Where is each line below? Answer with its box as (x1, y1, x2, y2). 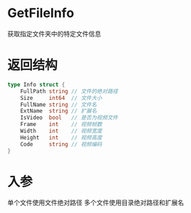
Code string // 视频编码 (20, 140, 103, 147)
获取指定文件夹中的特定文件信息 (7, 29, 101, 38)
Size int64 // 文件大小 (20, 94, 103, 101)
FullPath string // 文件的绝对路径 (20, 88, 118, 95)
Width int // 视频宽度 (20, 128, 103, 135)
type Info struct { (7, 80, 66, 88)
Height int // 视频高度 (20, 134, 103, 141)
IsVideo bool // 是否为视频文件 (20, 114, 118, 122)
